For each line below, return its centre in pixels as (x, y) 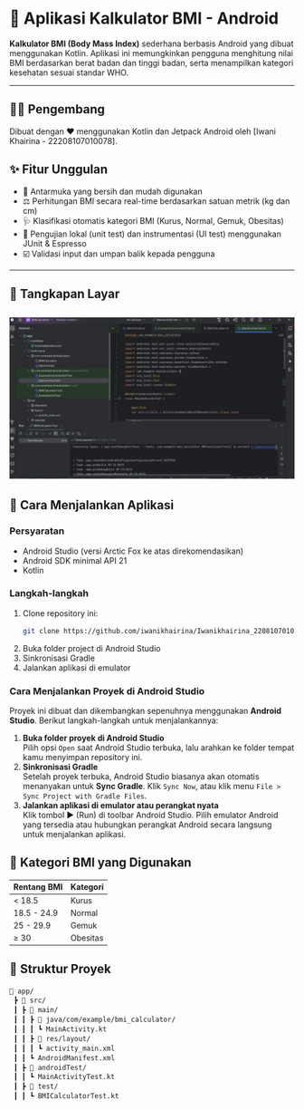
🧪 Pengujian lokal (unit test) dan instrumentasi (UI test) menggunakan (152, 234)
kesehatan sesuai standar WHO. (69, 72)
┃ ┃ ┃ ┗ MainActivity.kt (60, 1029)
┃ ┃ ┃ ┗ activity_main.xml (64, 1048)
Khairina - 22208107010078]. (63, 140)
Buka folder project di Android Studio (91, 648)
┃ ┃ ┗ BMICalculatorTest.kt (66, 1096)
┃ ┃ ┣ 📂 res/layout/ (52, 1038)
